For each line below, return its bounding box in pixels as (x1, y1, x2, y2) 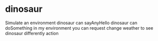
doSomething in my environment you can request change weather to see (5, 25, 154, 31)
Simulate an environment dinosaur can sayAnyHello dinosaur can (5, 20, 137, 26)
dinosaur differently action (5, 30, 59, 36)
